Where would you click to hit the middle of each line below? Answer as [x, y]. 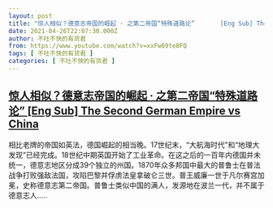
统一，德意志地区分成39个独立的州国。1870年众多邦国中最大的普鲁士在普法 [135, 165]
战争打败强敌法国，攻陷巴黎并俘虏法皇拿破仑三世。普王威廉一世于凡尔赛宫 [133, 175]
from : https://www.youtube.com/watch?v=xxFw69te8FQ [97, 46]
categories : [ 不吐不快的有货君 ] [62, 62]
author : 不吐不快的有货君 [48, 38]
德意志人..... [28, 195]
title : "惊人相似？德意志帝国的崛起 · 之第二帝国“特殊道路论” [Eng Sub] [131, 23]
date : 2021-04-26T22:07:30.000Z [63, 31]
